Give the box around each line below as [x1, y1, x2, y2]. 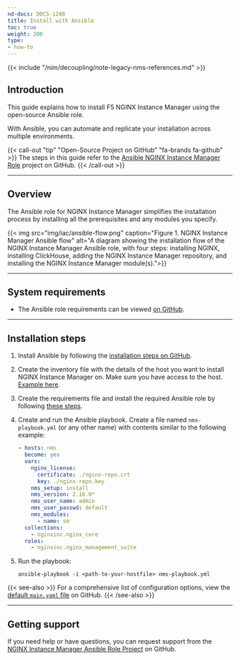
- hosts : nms [17, 445, 57, 452]
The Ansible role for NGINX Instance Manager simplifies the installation [7, 207, 216, 215]
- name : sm [36, 517, 70, 524]
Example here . [17, 380, 61, 389]
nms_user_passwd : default [31, 504, 109, 512]
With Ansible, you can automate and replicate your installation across [7, 124, 211, 133]
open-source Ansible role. [7, 110, 84, 118]
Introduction [7, 83, 64, 96]
